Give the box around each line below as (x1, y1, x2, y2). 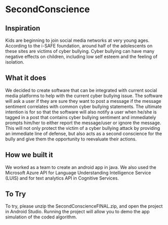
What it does (5, 74, 47, 82)
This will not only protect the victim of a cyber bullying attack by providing (5, 125, 160, 131)
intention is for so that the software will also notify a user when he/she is (5, 108, 157, 115)
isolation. (5, 59, 24, 65)
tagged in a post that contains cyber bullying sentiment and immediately (5, 114, 156, 120)
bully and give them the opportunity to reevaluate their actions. (5, 136, 137, 142)
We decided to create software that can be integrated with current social (5, 87, 157, 93)
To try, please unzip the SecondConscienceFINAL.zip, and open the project (5, 203, 163, 209)
